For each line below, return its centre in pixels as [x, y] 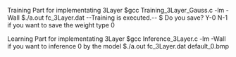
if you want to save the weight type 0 [61, 25]
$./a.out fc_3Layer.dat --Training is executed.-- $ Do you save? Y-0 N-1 [124, 18]
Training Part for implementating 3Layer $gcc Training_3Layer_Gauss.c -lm [116, 10]
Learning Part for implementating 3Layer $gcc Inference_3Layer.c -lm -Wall [117, 39]
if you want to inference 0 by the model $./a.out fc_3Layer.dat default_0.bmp [118, 46]
